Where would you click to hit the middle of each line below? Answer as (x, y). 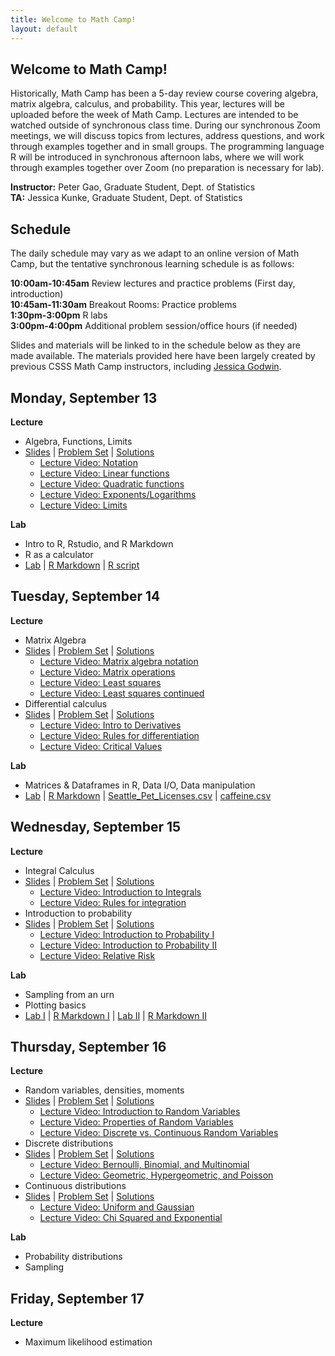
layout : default (44, 29)
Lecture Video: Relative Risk (97, 955)
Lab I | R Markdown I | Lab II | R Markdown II (115, 1015)
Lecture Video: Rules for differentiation (119, 735)
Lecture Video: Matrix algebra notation (119, 661)
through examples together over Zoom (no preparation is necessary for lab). (167, 168)
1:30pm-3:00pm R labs (59, 315)
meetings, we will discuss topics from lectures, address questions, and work (167, 136)
